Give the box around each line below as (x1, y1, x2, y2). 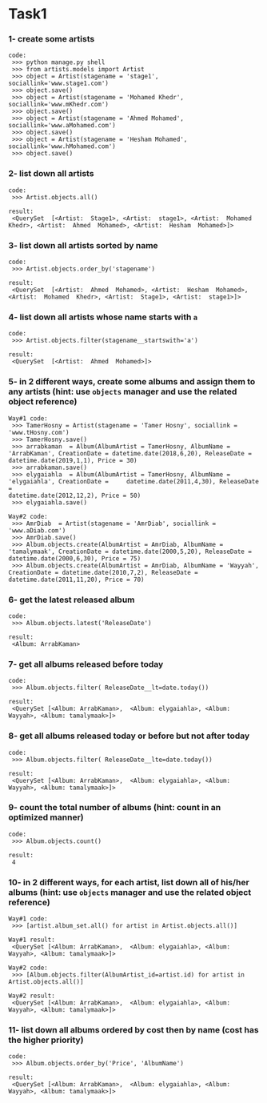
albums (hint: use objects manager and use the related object (8, 886, 252, 897)
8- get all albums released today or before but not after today (8, 730, 250, 741)
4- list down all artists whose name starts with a (8, 311, 198, 323)
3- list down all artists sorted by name (8, 239, 158, 251)
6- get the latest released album (8, 594, 135, 605)
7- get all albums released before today (8, 658, 164, 669)
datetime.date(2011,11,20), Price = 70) (8, 576, 145, 584)
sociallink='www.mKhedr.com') (8, 101, 110, 109)
